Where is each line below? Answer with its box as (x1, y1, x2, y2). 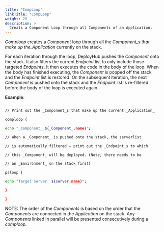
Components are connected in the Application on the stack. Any (5, 210, 135, 216)
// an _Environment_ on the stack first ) (5, 161, 91, 166)
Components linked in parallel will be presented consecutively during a (5, 216, 148, 222)
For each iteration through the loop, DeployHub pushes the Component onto (5, 53, 160, 59)
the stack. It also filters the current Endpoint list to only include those (5, 59, 144, 65)
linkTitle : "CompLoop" (5, 12, 52, 17)
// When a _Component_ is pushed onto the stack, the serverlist (5, 134, 141, 140)
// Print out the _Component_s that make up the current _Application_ (5, 108, 155, 113)
